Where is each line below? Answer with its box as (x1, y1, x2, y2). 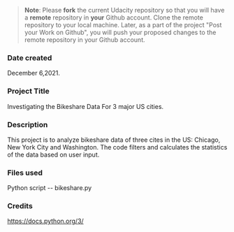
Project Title (7, 87, 50, 96)
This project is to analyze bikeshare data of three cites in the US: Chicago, (7, 136, 221, 144)
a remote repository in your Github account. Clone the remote (24, 13, 204, 22)
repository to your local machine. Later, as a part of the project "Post (24, 21, 222, 29)
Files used (7, 168, 43, 177)
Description (7, 119, 48, 129)
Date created (7, 52, 52, 62)
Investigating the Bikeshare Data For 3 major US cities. (7, 102, 164, 110)
